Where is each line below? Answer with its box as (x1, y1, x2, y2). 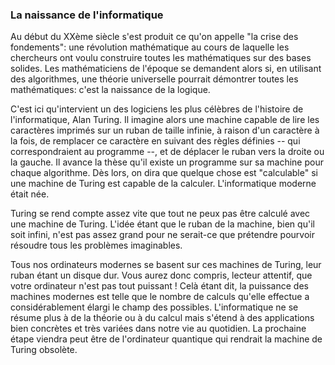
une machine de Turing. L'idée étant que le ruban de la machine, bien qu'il (10, 218, 315, 230)
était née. (10, 188, 50, 200)
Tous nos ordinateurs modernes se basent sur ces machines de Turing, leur (10, 259, 322, 271)
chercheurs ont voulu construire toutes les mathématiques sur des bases (10, 52, 312, 64)
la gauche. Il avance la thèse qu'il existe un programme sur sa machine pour (10, 156, 324, 168)
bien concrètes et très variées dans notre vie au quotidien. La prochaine (10, 323, 307, 335)
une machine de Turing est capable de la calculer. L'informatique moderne (10, 178, 317, 190)
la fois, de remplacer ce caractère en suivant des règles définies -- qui (10, 135, 301, 147)
